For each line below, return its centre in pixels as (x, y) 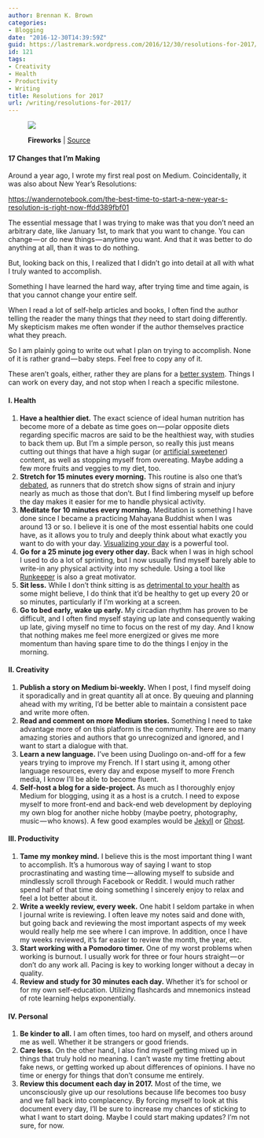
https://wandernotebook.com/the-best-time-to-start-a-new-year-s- (118, 199)
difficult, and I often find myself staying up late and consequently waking (137, 619)
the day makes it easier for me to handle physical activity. (112, 501)
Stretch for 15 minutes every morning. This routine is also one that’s (131, 476)
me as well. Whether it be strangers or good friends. (104, 1042)
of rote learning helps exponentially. (77, 998)
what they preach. (37, 336)
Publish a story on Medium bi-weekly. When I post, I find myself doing (135, 687)
